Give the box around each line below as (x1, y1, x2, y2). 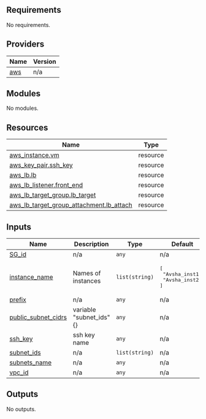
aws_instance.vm (9, 151, 59, 160)
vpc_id (9, 368, 29, 377)
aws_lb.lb (9, 171, 37, 180)
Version (32, 57, 56, 66)
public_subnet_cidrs (9, 313, 67, 321)
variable (72, 306, 96, 314)
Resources (6, 122, 48, 133)
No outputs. (6, 405, 36, 413)
